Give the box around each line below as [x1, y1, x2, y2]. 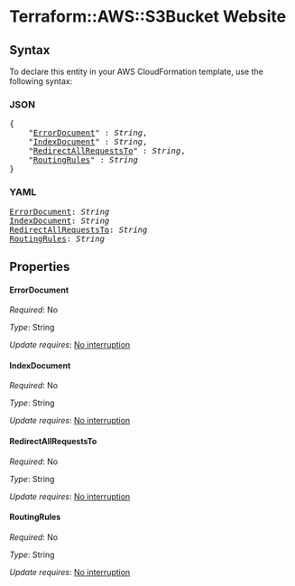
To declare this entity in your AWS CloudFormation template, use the [9, 66, 263, 77]
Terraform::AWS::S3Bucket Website [9, 6, 287, 27]
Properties [9, 259, 70, 274]
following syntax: [9, 76, 73, 87]
